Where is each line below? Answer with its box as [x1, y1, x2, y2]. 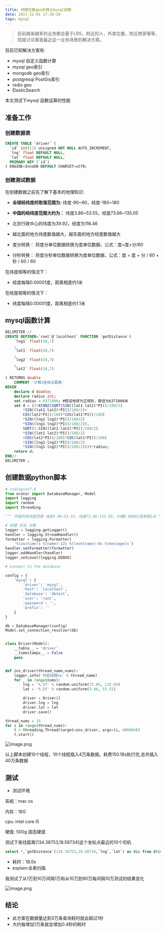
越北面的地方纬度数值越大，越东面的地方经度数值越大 [12, 231, 121, 237]
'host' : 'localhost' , [23, 587, 68, 592]
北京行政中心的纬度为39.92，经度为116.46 [12, 220, 98, 226]
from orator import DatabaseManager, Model [5, 491, 96, 496]
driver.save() [23, 709, 52, 715]
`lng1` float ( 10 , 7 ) [14, 339, 54, 344]
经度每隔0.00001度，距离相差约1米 [12, 279, 83, 285]
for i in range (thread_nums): [5, 723, 68, 728]
